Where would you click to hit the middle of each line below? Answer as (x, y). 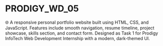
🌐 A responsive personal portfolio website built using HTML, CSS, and (77, 22)
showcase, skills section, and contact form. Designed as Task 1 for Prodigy (81, 33)
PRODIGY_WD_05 (42, 9)
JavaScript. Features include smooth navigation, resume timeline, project (80, 28)
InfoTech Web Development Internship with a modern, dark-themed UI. (78, 38)
